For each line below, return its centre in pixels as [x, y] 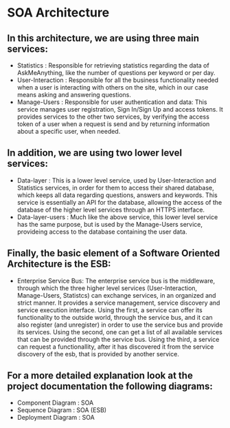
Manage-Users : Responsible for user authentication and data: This [112, 102]
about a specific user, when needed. [69, 131]
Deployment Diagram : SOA [56, 418]
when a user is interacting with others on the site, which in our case [113, 87]
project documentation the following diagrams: [110, 386]
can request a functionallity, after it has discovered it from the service [115, 347]
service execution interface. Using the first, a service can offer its [110, 310]
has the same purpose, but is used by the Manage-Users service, [110, 224]
